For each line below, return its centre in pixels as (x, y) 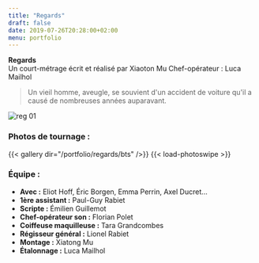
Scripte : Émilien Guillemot (63, 208)
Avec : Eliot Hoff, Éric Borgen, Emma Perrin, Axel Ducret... (113, 192)
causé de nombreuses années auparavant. (97, 101)
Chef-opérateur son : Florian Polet (76, 217)
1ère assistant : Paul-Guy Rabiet (72, 200)
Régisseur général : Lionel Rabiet (74, 234)
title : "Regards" (37, 15)
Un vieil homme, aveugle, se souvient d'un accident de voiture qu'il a (140, 93)
